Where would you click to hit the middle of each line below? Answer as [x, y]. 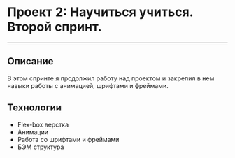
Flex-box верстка [43, 124]
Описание [30, 61]
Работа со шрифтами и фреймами [68, 139]
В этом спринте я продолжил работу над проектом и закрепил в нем [111, 78]
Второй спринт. [55, 27]
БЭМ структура [41, 147]
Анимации [33, 132]
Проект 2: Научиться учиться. [100, 12]
